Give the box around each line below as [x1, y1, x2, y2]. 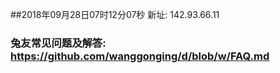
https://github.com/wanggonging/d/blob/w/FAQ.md [10, 49, 270, 63]
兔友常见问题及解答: [10, 36, 107, 50]
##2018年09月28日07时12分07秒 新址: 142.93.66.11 [10, 9, 220, 20]
